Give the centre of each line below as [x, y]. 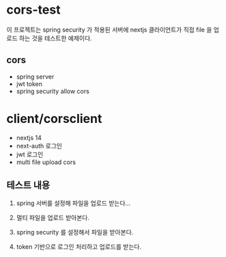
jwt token [29, 83]
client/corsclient [54, 119]
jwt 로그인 [30, 154]
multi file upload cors [46, 162]
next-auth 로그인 [39, 146]
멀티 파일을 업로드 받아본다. [53, 217]
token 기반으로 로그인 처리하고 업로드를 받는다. [79, 246]
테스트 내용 [28, 186]
